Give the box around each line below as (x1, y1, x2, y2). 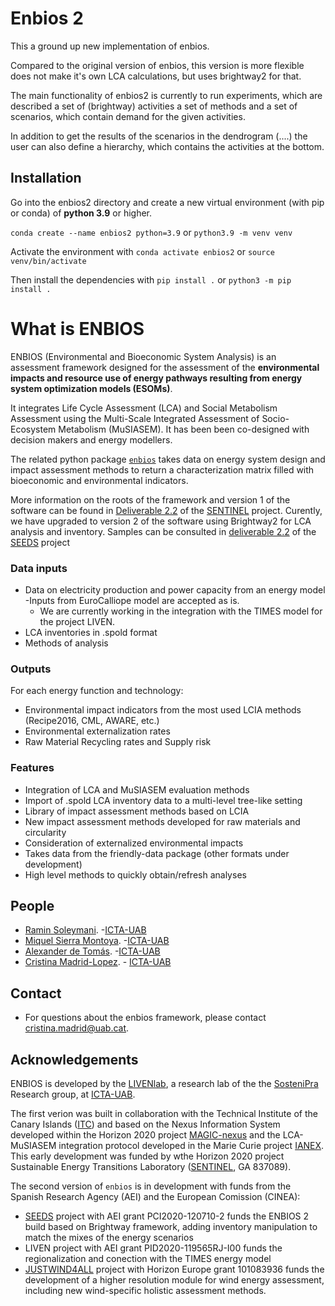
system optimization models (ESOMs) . (10, 382, 173, 394)
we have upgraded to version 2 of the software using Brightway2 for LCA (10, 515, 312, 527)
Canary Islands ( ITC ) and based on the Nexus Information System (10, 1118, 281, 1131)
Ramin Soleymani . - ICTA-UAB (24, 924, 147, 936)
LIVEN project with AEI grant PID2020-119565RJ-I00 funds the (24, 1242, 283, 1254)
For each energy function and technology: (10, 685, 184, 697)
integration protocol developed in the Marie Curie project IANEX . (58, 1140, 325, 1152)
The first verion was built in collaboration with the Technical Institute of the (10, 1108, 318, 1120)
